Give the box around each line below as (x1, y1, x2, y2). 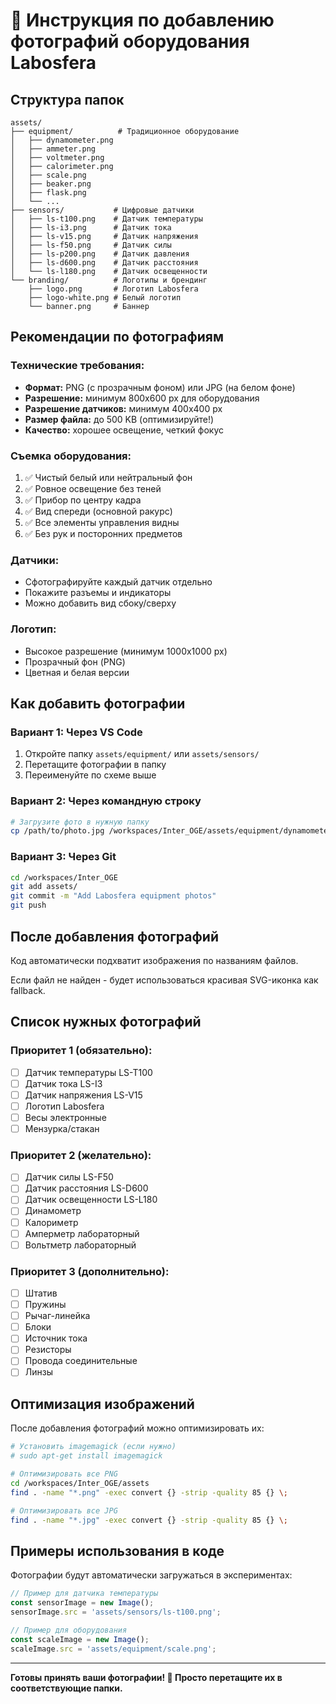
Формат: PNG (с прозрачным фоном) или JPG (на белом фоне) (24, 381, 296, 393)
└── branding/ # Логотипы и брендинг (10, 275, 208, 285)
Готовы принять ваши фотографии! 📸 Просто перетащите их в (10, 1671, 283, 1683)
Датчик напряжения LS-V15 (24, 1089, 143, 1101)
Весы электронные (24, 1111, 107, 1123)
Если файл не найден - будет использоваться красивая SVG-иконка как (10, 974, 319, 986)
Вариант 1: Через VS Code (10, 725, 143, 739)
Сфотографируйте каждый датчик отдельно (24, 576, 213, 588)
